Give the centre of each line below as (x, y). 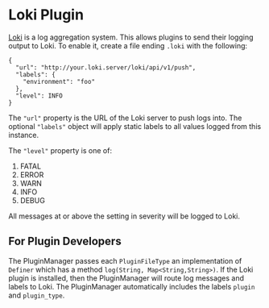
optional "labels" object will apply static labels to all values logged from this (135, 126)
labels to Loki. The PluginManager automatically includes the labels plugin (132, 286)
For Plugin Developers (65, 241)
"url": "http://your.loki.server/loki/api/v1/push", (106, 67)
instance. (24, 135)
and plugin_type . (37, 295)
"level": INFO (39, 96)
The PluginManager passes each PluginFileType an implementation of (125, 260)
